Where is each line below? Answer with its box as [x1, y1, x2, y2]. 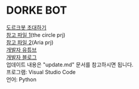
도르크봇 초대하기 [6, 24, 47, 31]
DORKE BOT [6, 4, 67, 17]
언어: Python [6, 75, 37, 83]
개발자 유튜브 [6, 46, 37, 53]
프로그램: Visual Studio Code [6, 68, 76, 75]
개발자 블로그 [6, 53, 37, 61]
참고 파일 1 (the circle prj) [6, 31, 66, 39]
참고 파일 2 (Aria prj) [6, 39, 54, 46]
